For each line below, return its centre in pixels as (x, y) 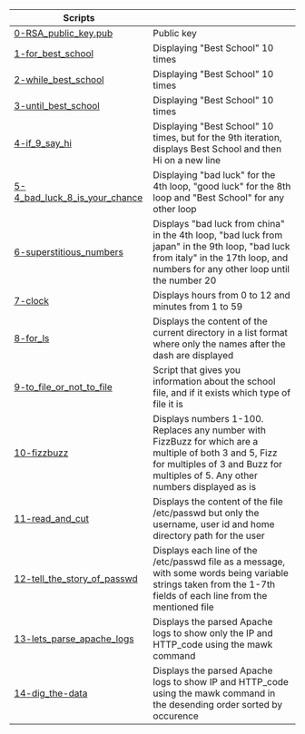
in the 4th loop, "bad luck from (218, 235)
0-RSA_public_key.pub (64, 33)
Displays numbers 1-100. (208, 419)
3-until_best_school (57, 106)
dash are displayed (193, 355)
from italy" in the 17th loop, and (221, 258)
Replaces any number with (209, 430)
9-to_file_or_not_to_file (64, 387)
